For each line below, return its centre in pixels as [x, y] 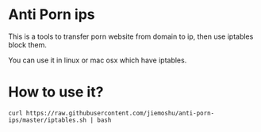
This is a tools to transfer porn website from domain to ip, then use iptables [131, 36]
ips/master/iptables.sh [48, 120]
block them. [28, 44]
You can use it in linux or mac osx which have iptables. [98, 60]
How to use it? [56, 92]
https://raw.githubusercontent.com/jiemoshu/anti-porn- [120, 113]
